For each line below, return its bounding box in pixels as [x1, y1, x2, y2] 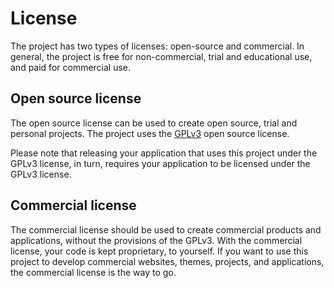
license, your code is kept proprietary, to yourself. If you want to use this [10, 245, 309, 257]
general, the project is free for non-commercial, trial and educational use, [10, 50, 313, 62]
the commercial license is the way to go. [10, 266, 177, 278]
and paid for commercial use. [10, 61, 132, 73]
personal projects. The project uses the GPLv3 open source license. [10, 127, 290, 139]
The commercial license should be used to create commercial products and [10, 223, 322, 236]
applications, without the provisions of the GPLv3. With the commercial [10, 234, 303, 246]
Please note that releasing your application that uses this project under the [10, 147, 318, 159]
